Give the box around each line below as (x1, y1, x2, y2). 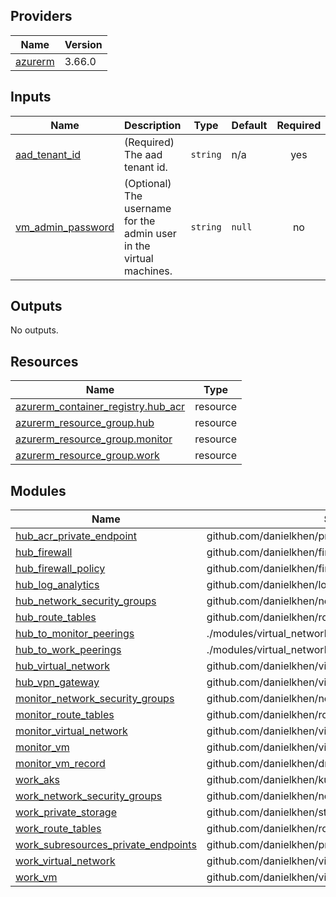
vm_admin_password (15, 220, 115, 234)
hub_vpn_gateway (15, 675, 100, 689)
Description (124, 118, 182, 132)
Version (64, 37, 103, 51)
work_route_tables (15, 822, 102, 836)
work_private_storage (15, 805, 118, 819)
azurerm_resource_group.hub (15, 416, 155, 430)
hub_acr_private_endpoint (15, 529, 137, 543)
